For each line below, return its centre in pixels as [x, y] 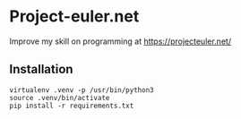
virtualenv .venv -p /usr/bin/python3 [82, 90]
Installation [41, 69]
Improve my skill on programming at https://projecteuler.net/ [120, 41]
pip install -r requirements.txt [72, 106]
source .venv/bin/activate [60, 98]
